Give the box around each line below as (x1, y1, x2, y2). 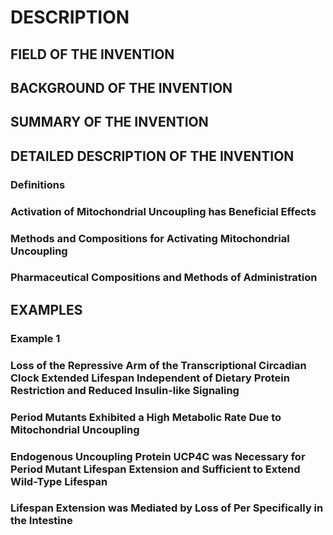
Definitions (10, 177, 66, 191)
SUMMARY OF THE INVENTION (10, 114, 209, 131)
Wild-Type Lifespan (10, 474, 108, 488)
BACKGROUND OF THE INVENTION (10, 79, 233, 96)
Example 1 (10, 331, 61, 345)
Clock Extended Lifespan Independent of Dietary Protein (10, 371, 290, 385)
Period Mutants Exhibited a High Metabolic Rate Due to (10, 410, 282, 424)
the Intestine (10, 514, 73, 528)
